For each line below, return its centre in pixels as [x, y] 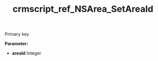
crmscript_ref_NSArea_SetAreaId [83, 9]
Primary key [17, 34]
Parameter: [16, 44]
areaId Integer [27, 53]
